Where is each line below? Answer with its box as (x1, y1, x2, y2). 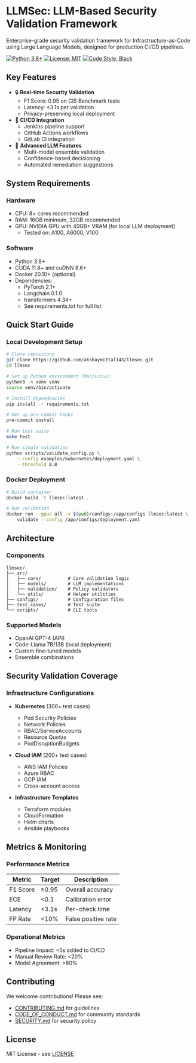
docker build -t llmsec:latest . (6, 495, 90, 501)
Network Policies (23, 720, 66, 727)
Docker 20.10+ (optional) (14, 270, 76, 277)
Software (6, 244, 34, 253)
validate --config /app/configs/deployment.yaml (17, 517, 140, 523)
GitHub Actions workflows (23, 129, 88, 136)
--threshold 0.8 (17, 461, 58, 468)
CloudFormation (23, 812, 64, 819)
